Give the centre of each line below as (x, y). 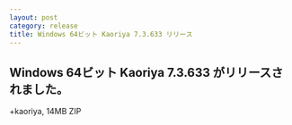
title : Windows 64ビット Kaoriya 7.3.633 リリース (101, 34)
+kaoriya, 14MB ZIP (45, 112)
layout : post (34, 17)
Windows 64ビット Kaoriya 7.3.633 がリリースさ (146, 72)
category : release (44, 26)
